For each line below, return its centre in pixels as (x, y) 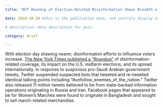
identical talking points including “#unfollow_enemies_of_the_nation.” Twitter (81, 80)
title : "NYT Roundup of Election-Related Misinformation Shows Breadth (79, 9)
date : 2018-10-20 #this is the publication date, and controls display (79, 18)
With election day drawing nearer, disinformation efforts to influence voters (80, 54)
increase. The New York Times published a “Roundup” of (62, 59)
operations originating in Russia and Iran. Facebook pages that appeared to (80, 90)
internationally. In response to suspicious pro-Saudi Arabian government (77, 70)
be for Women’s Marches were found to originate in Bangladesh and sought (81, 95)
